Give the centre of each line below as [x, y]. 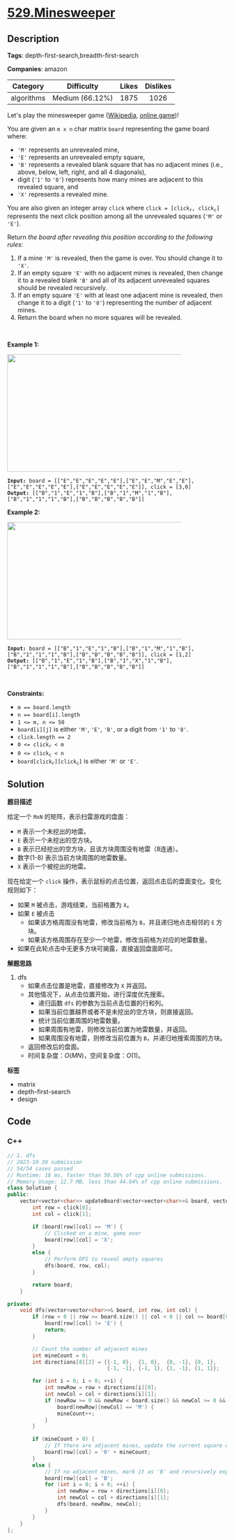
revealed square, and [48, 187]
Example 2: [24, 512]
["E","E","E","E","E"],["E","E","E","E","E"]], [78, 487]
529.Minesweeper [61, 13]
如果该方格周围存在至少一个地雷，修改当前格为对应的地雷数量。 [119, 940]
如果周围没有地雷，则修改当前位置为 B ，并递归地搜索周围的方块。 [132, 1038]
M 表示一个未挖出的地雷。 [53, 831]
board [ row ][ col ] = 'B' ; [79, 1478]
